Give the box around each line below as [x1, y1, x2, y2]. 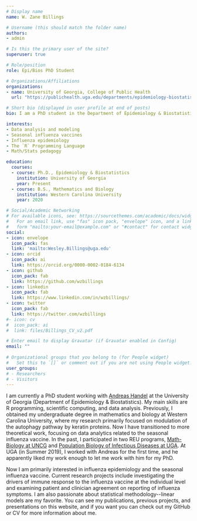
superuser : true [6, 52, 46, 57]
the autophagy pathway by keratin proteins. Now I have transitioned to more [6, 423, 190, 431]
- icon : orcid [6, 251, 41, 257]
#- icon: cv [6, 316, 35, 322]
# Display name [6, 8, 43, 15]
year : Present [16, 181, 51, 186]
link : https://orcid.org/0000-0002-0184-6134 [11, 262, 125, 268]
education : [6, 159, 33, 165]
